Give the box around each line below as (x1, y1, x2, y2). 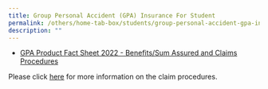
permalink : (8, 19, 45, 27)
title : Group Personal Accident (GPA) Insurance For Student (8, 11, 216, 20)
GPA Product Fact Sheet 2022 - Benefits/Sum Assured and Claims (19, 48, 238, 58)
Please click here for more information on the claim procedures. (8, 72, 218, 82)
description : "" (8, 26, 62, 34)
